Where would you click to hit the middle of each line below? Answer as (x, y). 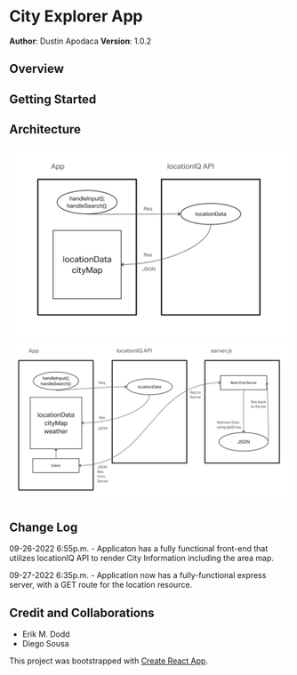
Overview (37, 69)
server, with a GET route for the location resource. (101, 585)
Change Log (44, 527)
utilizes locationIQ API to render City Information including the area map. (141, 558)
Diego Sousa (45, 644)
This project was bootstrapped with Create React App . (109, 661)
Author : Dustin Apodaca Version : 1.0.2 (80, 41)
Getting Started (53, 99)
